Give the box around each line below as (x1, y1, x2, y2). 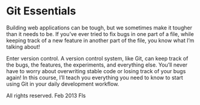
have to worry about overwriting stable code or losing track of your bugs (6, 67, 186, 74)
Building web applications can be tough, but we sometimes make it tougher (6, 24, 192, 31)
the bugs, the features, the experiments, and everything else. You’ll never (6, 61, 188, 68)
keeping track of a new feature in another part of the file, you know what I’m (6, 37, 195, 44)
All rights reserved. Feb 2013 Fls (6, 92, 86, 99)
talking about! (6, 43, 40, 50)
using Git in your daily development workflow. (6, 80, 120, 88)
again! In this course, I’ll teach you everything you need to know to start (6, 74, 183, 81)
